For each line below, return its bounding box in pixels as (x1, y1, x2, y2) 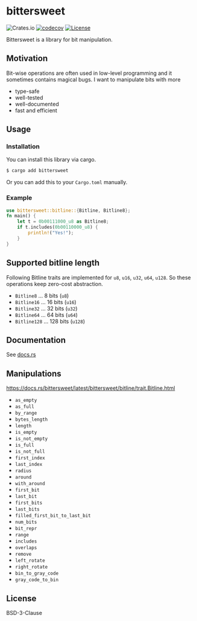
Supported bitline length (6, 258, 100, 268)
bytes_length (14, 416, 48, 423)
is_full (14, 442, 34, 448)
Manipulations (6, 368, 61, 378)
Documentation (6, 335, 66, 345)
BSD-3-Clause (6, 609, 42, 616)
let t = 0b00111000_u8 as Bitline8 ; (17, 218, 110, 225)
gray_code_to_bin (14, 577, 59, 583)
